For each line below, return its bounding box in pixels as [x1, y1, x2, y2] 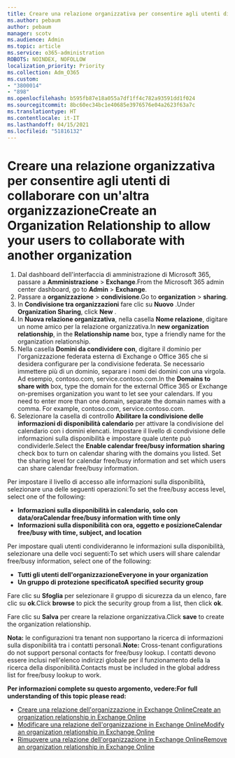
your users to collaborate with [7, 232, 185, 248]
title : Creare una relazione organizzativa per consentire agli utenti [7, 10, 220, 18]
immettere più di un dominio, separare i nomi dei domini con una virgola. [17, 367, 226, 376]
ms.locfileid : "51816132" [7, 128, 83, 135]
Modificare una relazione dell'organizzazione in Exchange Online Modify [17, 720, 225, 729]
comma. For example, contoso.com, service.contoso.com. [17, 405, 185, 413]
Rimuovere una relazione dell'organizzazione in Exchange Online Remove [17, 736, 227, 744]
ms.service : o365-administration [7, 50, 105, 57]
